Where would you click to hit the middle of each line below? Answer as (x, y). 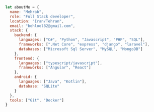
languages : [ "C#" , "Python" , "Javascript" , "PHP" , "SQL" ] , (82, 40)
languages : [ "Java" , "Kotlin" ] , (52, 81)
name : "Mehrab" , (27, 12)
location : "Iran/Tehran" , (37, 21)
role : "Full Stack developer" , (43, 16)
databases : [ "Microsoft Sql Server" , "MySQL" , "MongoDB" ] (81, 49)
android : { (26, 77)
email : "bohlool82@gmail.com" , (43, 26)
